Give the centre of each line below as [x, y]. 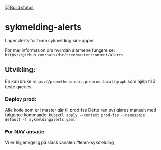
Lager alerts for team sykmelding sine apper [50, 40]
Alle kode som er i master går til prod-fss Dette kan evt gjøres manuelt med [81, 110]
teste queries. [19, 86]
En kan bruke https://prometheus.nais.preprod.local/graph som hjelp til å [80, 81]
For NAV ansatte [25, 131]
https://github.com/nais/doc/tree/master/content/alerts [64, 55]
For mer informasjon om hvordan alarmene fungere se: [60, 50]
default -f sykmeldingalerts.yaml [40, 120]
